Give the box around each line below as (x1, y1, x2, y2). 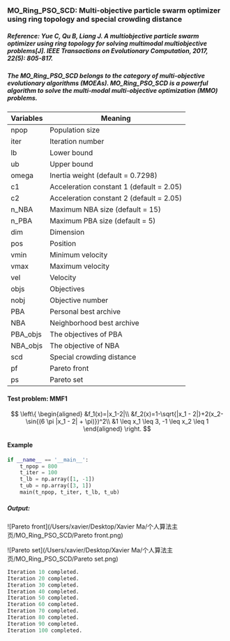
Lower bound (49, 148, 93, 158)
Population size (49, 125, 100, 135)
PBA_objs (10, 330, 42, 339)
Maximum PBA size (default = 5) (49, 216, 156, 226)
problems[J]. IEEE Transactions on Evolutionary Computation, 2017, (7, 46, 208, 54)
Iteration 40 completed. (7, 588, 79, 595)
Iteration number (49, 137, 105, 147)
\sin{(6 (25, 418, 45, 426)
